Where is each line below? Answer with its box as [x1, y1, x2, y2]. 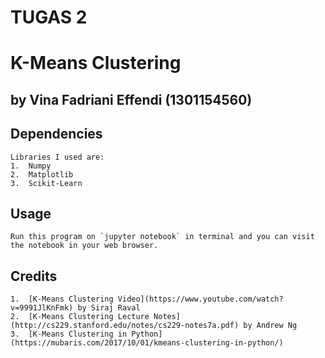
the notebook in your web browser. [10, 241, 159, 251]
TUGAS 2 [10, 6, 88, 29]
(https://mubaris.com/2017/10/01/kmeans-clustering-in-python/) [10, 338, 284, 348]
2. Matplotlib [10, 169, 74, 180]
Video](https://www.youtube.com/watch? [117, 294, 284, 305]
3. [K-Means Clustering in [10, 329, 128, 340]
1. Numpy [10, 161, 52, 171]
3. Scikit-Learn [10, 178, 83, 188]
